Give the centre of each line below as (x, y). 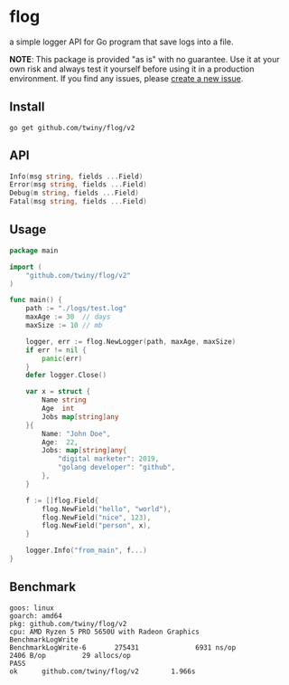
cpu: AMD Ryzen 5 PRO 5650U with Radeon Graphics (105, 632)
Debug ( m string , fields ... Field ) (75, 193)
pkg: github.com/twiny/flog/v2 (68, 623)
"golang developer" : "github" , (117, 468)
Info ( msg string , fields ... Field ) (76, 176)
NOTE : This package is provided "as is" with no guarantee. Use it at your (144, 59)
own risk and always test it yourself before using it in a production (132, 69)
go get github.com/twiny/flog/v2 (72, 128)
